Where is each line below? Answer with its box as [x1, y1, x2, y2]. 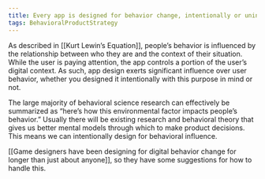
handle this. [8, 163, 47, 173]
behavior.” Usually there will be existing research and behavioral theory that [8, 114, 254, 124]
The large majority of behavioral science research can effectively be [8, 98, 230, 107]
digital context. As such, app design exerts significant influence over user [8, 65, 247, 75]
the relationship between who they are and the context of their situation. [8, 49, 243, 58]
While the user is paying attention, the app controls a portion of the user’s [8, 57, 247, 67]
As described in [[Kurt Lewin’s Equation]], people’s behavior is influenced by [8, 40, 256, 50]
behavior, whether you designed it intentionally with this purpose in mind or [8, 74, 253, 84]
